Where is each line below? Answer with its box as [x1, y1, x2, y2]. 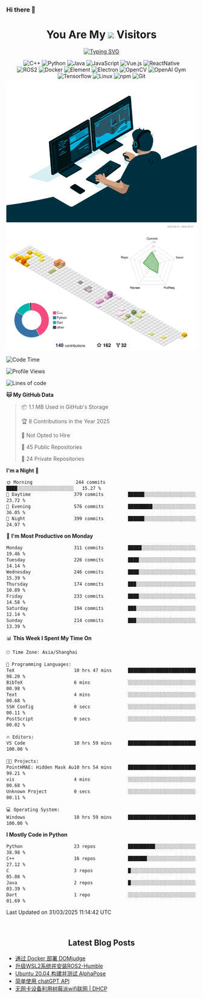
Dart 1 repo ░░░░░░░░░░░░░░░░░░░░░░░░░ [6, 892, 196, 898]
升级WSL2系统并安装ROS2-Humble [14, 962, 103, 970]
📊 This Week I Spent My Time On [6, 635, 92, 642]
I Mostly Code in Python [6, 831, 68, 838]
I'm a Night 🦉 [6, 467, 39, 474]
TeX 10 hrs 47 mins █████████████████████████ [6, 667, 196, 674]
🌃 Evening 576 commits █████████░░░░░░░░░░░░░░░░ [6, 504, 196, 510]
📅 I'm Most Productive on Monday [6, 532, 94, 540]
